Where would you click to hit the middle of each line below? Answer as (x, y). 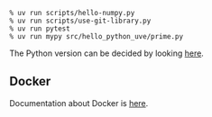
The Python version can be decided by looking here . (107, 53)
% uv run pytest (40, 29)
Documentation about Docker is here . (79, 103)
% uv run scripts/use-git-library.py (80, 21)
